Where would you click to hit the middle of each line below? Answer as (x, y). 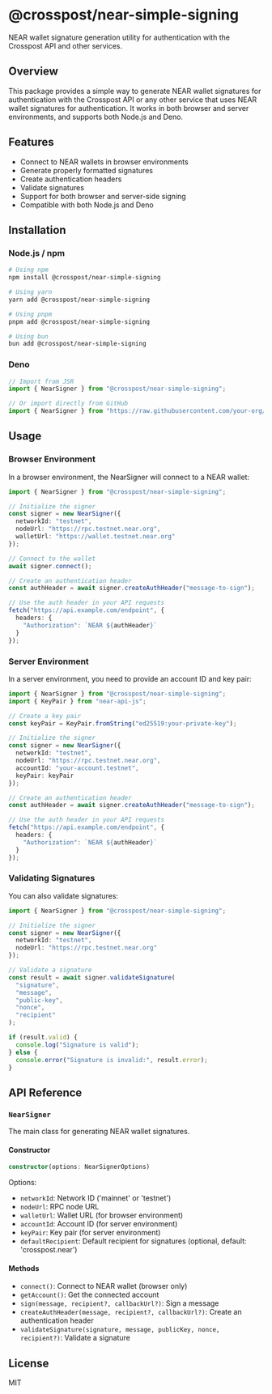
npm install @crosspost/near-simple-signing (85, 278)
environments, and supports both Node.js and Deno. (96, 117)
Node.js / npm (37, 253)
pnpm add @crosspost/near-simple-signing (79, 321)
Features (31, 142)
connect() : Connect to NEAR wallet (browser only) (104, 1286)
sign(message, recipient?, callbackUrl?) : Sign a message (119, 1303)
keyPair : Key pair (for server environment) (90, 1233)
